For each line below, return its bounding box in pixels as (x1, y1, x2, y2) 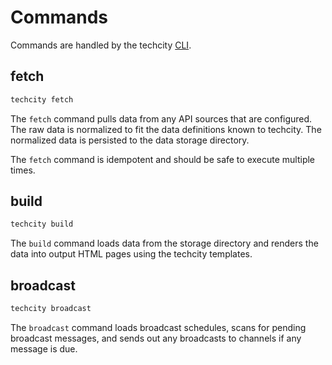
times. (10, 164, 36, 176)
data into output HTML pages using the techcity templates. (10, 248, 253, 260)
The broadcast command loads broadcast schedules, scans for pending (10, 322, 307, 333)
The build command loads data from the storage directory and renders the (10, 237, 319, 250)
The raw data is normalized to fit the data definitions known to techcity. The (10, 123, 322, 135)
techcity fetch (10, 94, 74, 105)
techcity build (10, 219, 74, 230)
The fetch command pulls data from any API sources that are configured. (10, 112, 313, 125)
